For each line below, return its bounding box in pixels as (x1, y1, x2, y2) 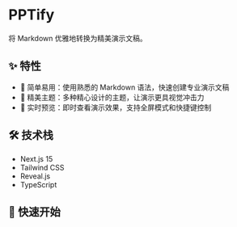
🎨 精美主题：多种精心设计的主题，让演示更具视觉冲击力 (19, 92, 205, 102)
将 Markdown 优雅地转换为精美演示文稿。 (8, 33, 147, 43)
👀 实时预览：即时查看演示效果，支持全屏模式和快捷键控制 (19, 103, 212, 112)
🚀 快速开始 (8, 204, 61, 219)
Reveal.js (19, 171, 51, 181)
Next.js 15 (19, 153, 53, 163)
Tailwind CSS (19, 162, 65, 172)
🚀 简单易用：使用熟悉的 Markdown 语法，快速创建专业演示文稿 (19, 82, 230, 92)
